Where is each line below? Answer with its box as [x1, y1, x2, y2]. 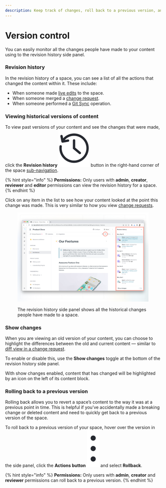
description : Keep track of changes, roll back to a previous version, [5, 8, 156, 13]
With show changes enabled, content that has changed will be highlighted [5, 370, 156, 376]
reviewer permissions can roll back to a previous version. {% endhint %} [5, 478, 153, 484]
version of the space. [5, 415, 48, 421]
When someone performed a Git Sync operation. [12, 100, 112, 106]
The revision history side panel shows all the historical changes [17, 306, 147, 312]
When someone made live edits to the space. [12, 90, 105, 96]
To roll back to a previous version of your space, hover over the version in [5, 425, 155, 431]
